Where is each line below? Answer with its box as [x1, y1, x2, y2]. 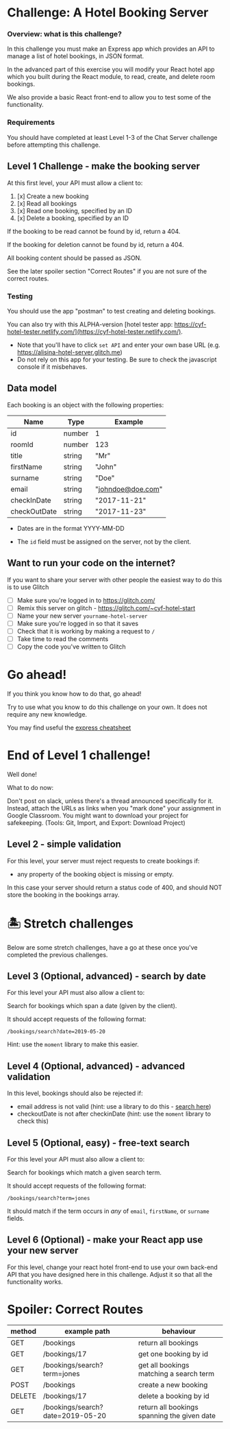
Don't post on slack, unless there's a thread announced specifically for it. [7, 797, 214, 805]
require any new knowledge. [7, 710, 88, 718]
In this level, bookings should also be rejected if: [7, 1089, 143, 1098]
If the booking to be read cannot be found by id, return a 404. [7, 227, 181, 235]
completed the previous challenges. [7, 950, 108, 959]
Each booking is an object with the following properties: [7, 400, 164, 409]
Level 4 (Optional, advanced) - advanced [7, 1060, 186, 1072]
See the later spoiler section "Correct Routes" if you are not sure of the [7, 267, 207, 275]
